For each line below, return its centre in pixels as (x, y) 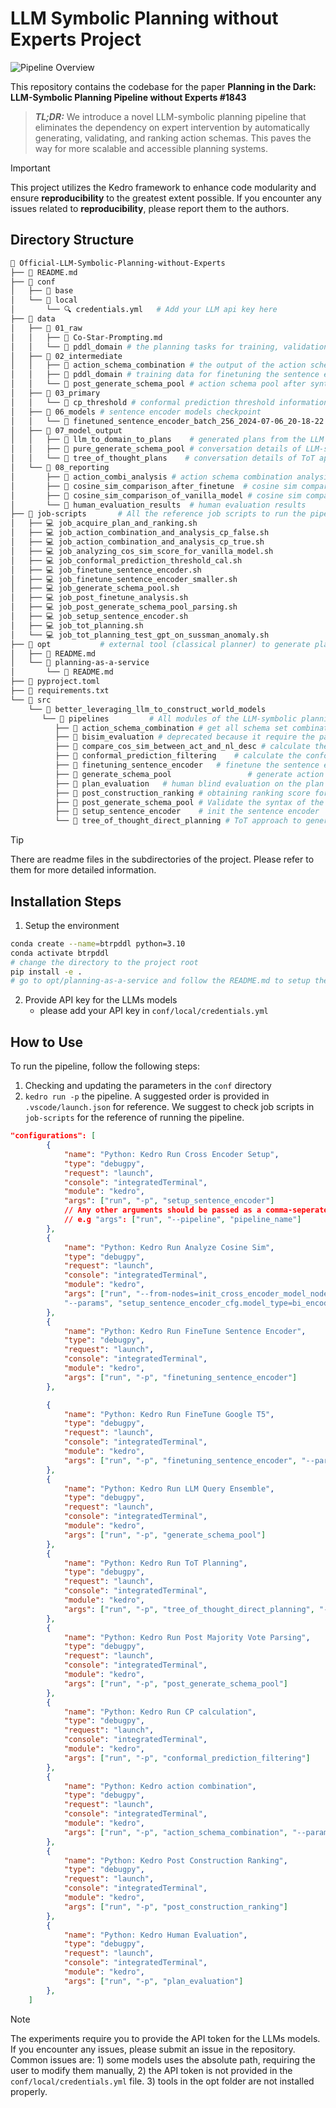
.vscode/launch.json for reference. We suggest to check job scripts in (169, 1107)
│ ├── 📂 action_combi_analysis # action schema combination (151, 477)
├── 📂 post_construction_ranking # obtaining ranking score (182, 793)
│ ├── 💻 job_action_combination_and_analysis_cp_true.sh (137, 542)
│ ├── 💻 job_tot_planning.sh (77, 625)
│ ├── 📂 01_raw (46, 328)
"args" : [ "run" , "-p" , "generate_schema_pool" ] (165, 1535)
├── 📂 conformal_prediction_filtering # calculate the (178, 756)
